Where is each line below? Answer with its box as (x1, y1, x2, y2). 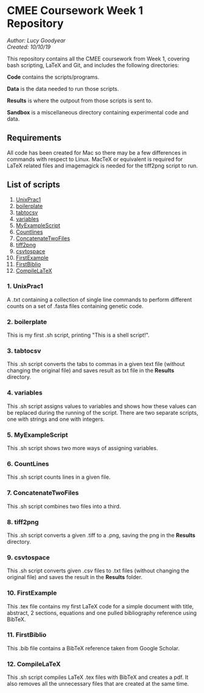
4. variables (7, 389, 43, 397)
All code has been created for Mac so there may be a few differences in (7, 149, 187, 156)
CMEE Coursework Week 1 (7, 4, 144, 18)
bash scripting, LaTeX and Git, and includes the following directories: (7, 62, 179, 69)
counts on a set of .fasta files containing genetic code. (7, 302, 144, 309)
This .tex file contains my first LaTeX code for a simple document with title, (7, 602, 194, 610)
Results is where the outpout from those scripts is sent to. (7, 97, 153, 104)
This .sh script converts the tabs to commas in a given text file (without (7, 361, 185, 368)
